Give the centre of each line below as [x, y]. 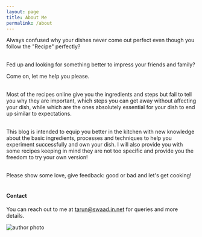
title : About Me [27, 17]
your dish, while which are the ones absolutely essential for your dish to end [101, 107]
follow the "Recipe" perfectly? [43, 46]
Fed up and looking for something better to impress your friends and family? [101, 65]
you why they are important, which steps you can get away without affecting [101, 101]
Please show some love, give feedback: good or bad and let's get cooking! [99, 175]
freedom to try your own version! [47, 157]
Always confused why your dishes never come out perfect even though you [100, 40]
